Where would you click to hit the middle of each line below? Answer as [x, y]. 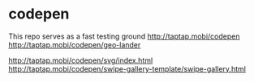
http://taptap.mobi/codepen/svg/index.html [81, 60]
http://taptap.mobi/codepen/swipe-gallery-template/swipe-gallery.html [127, 68]
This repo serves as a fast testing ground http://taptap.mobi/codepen [124, 36]
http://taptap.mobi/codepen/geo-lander [75, 44]
